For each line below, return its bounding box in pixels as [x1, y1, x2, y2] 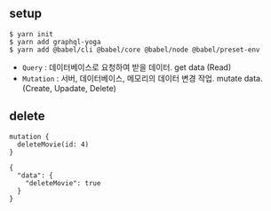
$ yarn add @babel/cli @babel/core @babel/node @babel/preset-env [9, 45, 260, 54]
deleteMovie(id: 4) [17, 140, 90, 149]
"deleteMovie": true [25, 178, 101, 188]
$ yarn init [9, 29, 53, 38]
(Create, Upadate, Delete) [21, 82, 117, 93]
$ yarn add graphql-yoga [9, 37, 101, 46]
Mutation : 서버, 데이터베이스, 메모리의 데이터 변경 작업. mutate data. [21, 73, 264, 83]
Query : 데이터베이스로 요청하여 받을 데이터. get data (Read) [21, 61, 232, 73]
